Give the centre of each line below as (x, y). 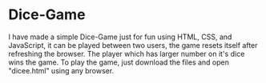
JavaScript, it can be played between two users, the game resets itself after (133, 45)
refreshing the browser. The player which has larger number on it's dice (127, 53)
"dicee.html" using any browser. (61, 70)
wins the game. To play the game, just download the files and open (119, 62)
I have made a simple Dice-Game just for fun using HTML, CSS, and (120, 37)
